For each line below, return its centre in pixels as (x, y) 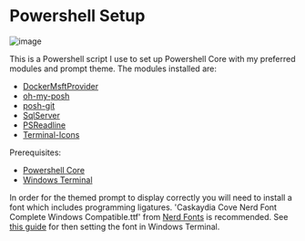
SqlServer (41, 115)
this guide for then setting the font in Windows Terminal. (115, 226)
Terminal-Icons (51, 134)
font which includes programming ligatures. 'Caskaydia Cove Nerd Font (143, 207)
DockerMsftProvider (60, 86)
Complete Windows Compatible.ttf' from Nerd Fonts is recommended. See (149, 216)
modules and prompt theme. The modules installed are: (113, 68)
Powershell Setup (77, 16)
